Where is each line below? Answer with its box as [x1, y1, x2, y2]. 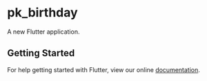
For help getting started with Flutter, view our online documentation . [7, 65, 200, 73]
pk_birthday [7, 5, 78, 21]
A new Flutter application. [7, 27, 80, 36]
